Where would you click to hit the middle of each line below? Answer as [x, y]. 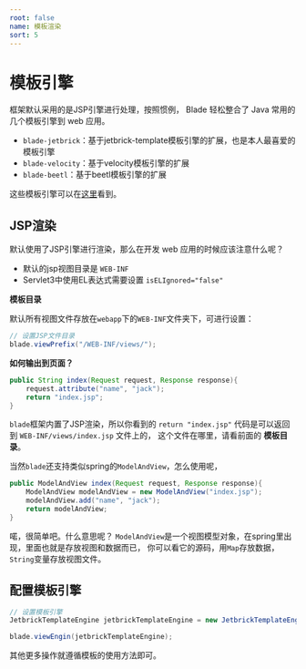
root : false [32, 18]
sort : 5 [24, 35]
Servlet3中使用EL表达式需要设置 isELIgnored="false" [123, 280]
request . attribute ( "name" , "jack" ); [96, 388]
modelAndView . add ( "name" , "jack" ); [93, 501]
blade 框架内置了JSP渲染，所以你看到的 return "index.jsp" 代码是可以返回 [150, 424]
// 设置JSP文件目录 [42, 336]
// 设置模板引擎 [36, 612]
